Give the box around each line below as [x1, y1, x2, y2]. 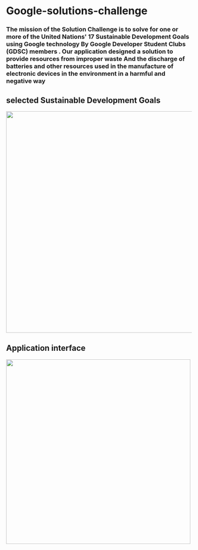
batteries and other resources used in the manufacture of [6, 62, 174, 70]
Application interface [6, 343, 86, 353]
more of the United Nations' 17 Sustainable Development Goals [6, 32, 190, 41]
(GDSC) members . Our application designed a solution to [6, 47, 174, 56]
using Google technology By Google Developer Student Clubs [6, 40, 186, 48]
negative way [6, 77, 46, 85]
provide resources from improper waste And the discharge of [6, 55, 186, 63]
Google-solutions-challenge [6, 4, 148, 18]
